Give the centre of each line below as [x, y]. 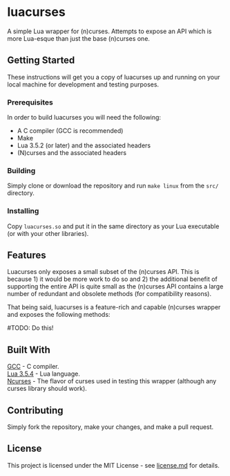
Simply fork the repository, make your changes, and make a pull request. [111, 427]
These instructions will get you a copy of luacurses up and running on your [114, 77]
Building [21, 170]
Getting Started [41, 61]
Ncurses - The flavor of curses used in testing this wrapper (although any [112, 381]
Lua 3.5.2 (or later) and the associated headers [84, 145]
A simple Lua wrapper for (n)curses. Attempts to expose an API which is [109, 31]
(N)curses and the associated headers [71, 153]
